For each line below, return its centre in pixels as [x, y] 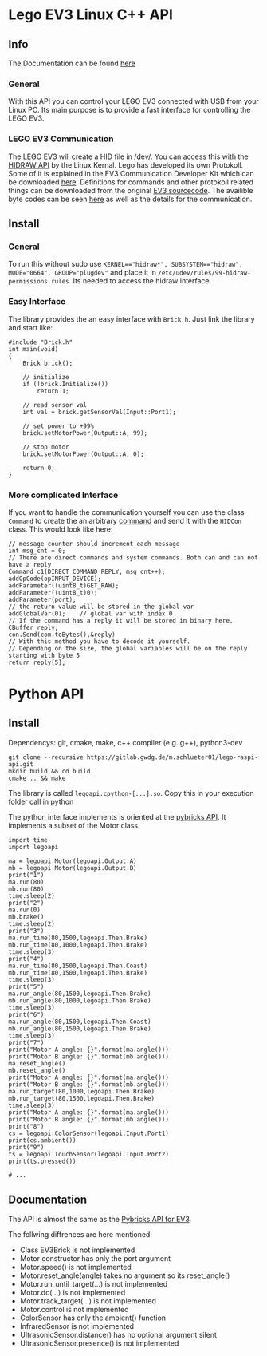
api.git [21, 764]
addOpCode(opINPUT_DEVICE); [55, 579]
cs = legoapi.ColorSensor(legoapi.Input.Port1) [89, 1133]
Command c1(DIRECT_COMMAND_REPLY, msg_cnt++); [87, 571]
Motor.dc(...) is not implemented [73, 1292]
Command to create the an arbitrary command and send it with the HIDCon [125, 520]
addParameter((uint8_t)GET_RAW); [64, 585]
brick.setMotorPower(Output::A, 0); [84, 454]
